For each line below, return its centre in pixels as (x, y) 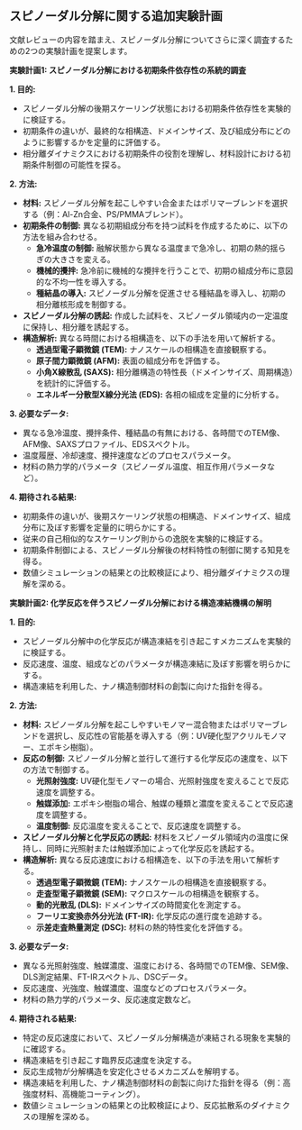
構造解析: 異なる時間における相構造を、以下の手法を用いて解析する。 (151, 338)
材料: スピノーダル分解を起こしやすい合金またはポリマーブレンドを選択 (155, 203)
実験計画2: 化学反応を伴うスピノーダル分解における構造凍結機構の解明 (141, 603)
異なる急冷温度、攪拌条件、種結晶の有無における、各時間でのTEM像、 (153, 433)
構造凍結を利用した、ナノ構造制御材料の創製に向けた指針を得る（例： (153, 1082)
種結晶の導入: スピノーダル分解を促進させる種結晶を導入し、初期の (161, 293)
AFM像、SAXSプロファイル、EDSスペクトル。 (108, 443)
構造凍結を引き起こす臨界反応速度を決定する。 (109, 1060)
